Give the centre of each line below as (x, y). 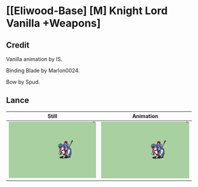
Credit (18, 45)
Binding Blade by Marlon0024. (43, 71)
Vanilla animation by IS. (34, 59)
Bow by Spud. (23, 82)
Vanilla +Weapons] (54, 23)
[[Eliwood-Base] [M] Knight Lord (87, 11)
